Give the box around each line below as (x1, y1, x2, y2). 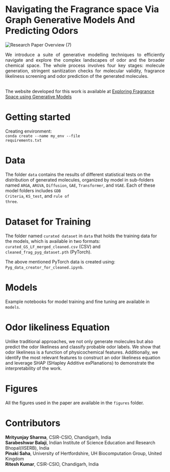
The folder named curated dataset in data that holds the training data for (5, 233, 157, 239)
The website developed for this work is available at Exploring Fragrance (5, 88, 154, 94)
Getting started (5, 111, 71, 123)
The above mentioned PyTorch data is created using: (5, 259, 115, 265)
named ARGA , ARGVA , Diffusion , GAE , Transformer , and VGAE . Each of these (5, 182, 155, 188)
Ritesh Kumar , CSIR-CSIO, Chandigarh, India (5, 461, 99, 467)
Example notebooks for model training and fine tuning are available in (5, 298, 150, 305)
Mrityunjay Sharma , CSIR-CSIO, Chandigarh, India (5, 434, 111, 440)
